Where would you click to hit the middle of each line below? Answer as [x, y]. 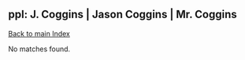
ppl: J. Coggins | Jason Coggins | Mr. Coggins [123, 15]
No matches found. [39, 49]
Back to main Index [39, 33]
